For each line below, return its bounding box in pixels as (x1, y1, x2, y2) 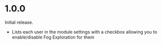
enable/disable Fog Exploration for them (11, 34, 94, 40)
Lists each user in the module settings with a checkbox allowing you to (11, 29, 158, 35)
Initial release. (4, 19, 33, 25)
